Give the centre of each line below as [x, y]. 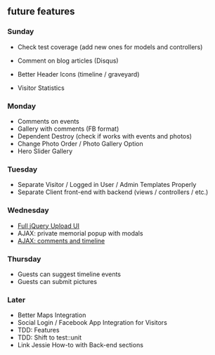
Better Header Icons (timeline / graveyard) [78, 74]
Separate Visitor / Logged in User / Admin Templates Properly [107, 185]
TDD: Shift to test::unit [50, 337]
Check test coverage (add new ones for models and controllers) [110, 47]
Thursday [24, 259]
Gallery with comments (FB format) [68, 129]
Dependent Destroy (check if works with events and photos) [104, 136]
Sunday [21, 32]
